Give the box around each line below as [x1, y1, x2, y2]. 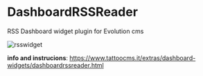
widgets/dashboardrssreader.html [7, 61, 104, 69]
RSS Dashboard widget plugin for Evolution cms [7, 27, 144, 35]
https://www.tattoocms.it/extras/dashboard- [69, 53, 196, 62]
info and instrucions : [7, 53, 68, 62]
